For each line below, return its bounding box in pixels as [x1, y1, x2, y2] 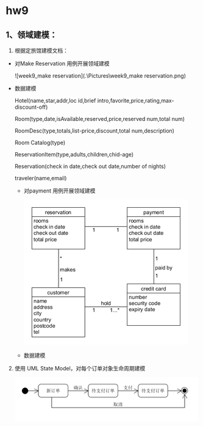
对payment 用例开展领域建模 [23, 187, 96, 194]
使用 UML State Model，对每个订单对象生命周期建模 [14, 365, 146, 372]
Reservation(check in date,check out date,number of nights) [14, 163, 166, 170]
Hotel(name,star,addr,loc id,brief [14, 97, 96, 104]
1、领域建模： [5, 29, 58, 40]
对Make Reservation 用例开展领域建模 [14, 60, 110, 67]
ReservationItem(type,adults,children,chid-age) [14, 151, 134, 158]
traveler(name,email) [14, 175, 67, 182]
